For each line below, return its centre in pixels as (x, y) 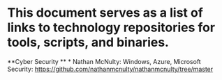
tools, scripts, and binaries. (88, 42)
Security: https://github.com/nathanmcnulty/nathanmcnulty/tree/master (110, 69)
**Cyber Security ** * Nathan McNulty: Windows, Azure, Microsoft (104, 61)
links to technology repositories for (111, 27)
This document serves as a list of (105, 13)
